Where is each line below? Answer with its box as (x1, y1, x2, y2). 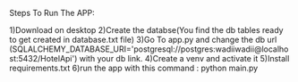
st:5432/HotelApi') (9, 53, 78, 63)
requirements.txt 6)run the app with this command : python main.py (9, 62, 259, 73)
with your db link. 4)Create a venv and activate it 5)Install (79, 53, 290, 63)
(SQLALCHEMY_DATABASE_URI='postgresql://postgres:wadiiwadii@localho (9, 44, 289, 54)
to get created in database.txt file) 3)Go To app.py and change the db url (9, 35, 277, 45)
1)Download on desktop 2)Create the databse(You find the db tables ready (9, 25, 284, 35)
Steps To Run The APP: (9, 8, 96, 18)
